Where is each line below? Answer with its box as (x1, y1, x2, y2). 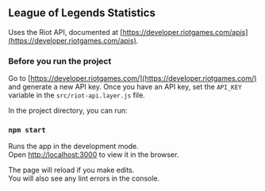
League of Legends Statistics (8, 6, 156, 20)
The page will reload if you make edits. (8, 166, 135, 175)
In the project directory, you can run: (8, 106, 128, 116)
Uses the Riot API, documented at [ (8, 27, 123, 36)
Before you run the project (8, 55, 112, 67)
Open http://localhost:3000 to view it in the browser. (8, 150, 179, 159)
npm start (8, 126, 46, 135)
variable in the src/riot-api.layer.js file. (8, 90, 145, 100)
